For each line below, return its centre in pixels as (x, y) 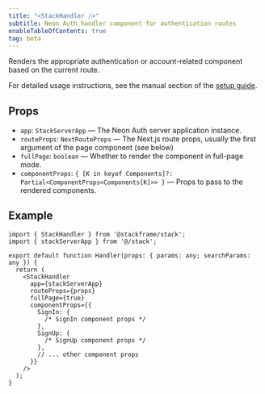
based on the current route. (54, 70)
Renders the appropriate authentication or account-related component (126, 61)
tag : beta (25, 38)
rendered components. (58, 191)
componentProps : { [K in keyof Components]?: (97, 174)
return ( (30, 270)
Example (31, 216)
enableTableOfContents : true (57, 31)
